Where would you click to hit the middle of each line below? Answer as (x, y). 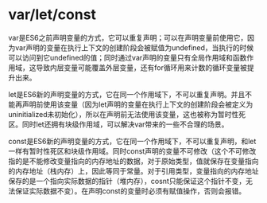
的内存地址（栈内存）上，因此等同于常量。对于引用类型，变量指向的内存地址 (133, 171)
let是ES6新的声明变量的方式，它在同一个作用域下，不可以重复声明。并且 (127, 94)
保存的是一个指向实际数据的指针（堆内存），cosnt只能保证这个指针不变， (127, 181)
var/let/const (52, 15)
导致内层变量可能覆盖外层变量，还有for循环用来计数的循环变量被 (141, 67)
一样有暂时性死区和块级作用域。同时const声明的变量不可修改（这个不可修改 (132, 151)
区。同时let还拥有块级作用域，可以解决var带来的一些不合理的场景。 (118, 124)
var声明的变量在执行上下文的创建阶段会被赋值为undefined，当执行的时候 (134, 47)
